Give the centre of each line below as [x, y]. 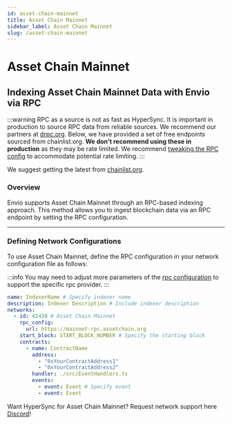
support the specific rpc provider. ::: [58, 284]
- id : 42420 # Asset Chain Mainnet [65, 316]
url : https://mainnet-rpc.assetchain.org [86, 329]
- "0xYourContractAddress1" [78, 361]
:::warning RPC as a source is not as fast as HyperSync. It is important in [110, 120]
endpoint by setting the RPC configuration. [68, 217]
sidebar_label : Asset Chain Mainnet [60, 26]
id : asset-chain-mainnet [43, 13]
